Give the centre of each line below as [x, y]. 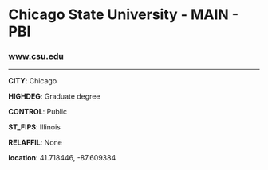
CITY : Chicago [33, 81]
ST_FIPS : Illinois [35, 127]
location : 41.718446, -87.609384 [62, 158]
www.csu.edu [36, 56]
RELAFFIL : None [35, 143]
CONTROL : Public [38, 112]
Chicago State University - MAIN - [124, 15]
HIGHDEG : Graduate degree [54, 96]
